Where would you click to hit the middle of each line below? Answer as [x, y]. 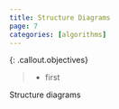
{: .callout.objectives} [49, 60]
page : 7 [24, 26]
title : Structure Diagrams [60, 18]
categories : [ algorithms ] [58, 34]
